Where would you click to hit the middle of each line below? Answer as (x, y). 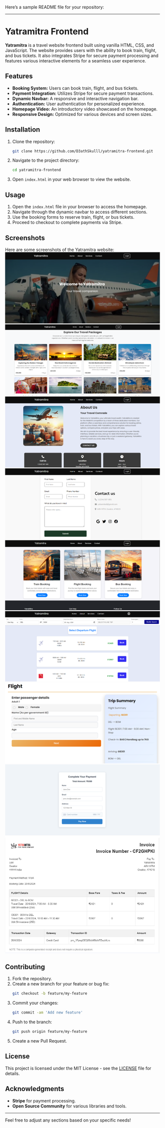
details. (13, 1073)
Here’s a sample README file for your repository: (55, 7)
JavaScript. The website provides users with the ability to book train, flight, (81, 50)
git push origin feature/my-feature (50, 1032)
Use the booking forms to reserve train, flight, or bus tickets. (73, 217)
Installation (23, 130)
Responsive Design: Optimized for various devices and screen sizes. (82, 114)
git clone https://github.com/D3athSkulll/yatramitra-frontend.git (82, 151)
